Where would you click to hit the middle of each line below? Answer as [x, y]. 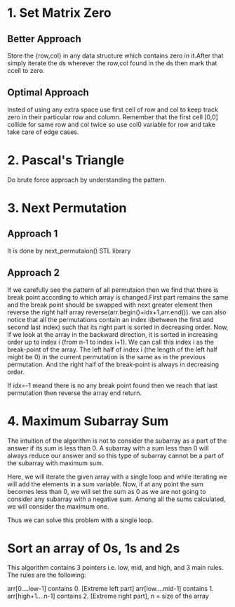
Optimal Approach [48, 93]
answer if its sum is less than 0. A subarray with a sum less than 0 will [108, 448]
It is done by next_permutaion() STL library [69, 251]
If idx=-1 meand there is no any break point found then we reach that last [112, 385]
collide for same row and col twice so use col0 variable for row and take [111, 124]
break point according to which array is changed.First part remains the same [118, 297]
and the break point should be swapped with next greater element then [110, 305]
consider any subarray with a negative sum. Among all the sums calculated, [116, 499]
